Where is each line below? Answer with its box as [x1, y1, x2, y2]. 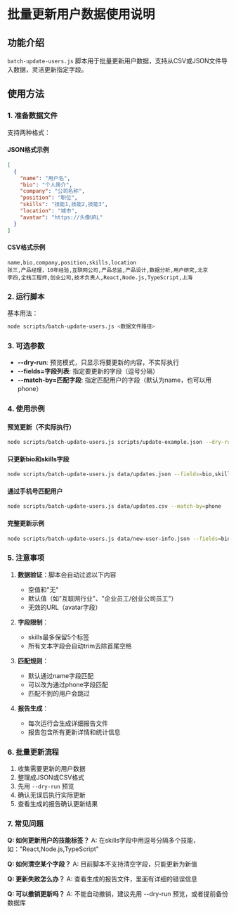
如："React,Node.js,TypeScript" [7, 845, 100, 853]
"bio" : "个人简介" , [20, 181, 72, 189]
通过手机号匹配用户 [7, 487, 63, 495]
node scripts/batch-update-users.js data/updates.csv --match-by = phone [7, 503, 221, 510]
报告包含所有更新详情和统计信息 [27, 727, 121, 736]
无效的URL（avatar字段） [27, 603, 102, 611]
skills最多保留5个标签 [27, 632, 90, 641]
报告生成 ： [17, 704, 49, 713]
